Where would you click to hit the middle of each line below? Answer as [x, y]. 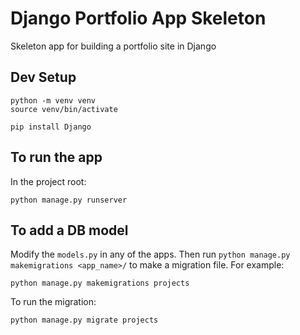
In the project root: [48, 181]
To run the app [56, 157]
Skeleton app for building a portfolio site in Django [113, 46]
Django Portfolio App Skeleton [138, 18]
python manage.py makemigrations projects [100, 283]
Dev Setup [43, 77]
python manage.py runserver [69, 200]
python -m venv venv [53, 100]
